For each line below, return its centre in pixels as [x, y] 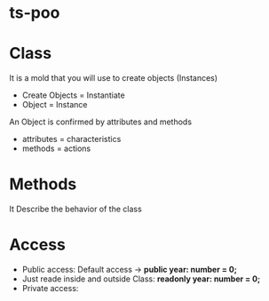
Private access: [50, 288]
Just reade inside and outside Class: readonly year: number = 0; [141, 279]
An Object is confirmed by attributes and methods [101, 122]
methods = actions [56, 148]
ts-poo [35, 13]
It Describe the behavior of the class [75, 209]
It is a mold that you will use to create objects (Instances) [114, 78]
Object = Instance [55, 105]
